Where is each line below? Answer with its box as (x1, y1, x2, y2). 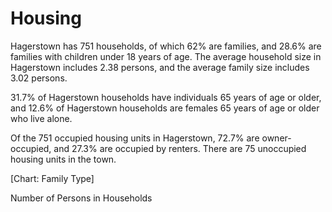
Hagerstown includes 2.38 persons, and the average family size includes (10, 61, 310, 73)
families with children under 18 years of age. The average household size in (10, 50, 322, 62)
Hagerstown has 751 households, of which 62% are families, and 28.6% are (10, 40, 322, 52)
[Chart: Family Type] (10, 172, 95, 184)
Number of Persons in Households (10, 192, 153, 204)
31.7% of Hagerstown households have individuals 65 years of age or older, (10, 91, 322, 103)
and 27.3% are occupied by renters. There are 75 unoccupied (53, 142, 307, 154)
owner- (261, 132, 292, 144)
